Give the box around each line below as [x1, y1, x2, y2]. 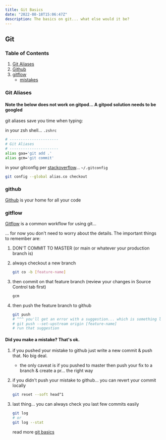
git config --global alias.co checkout [5, 174, 88, 179]
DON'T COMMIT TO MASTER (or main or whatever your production [12, 245, 150, 251]
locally [12, 382, 26, 388]
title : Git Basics [5, 7, 43, 12]
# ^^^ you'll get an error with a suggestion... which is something [12, 316, 157, 321]
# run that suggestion [12, 326, 59, 331]
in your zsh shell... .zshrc [5, 127, 57, 133]
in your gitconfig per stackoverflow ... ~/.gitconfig [5, 164, 108, 170]
